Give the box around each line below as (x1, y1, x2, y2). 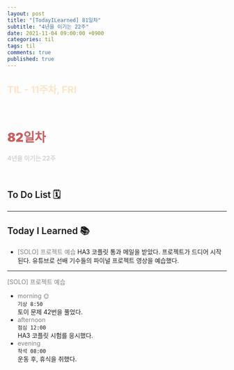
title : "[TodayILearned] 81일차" (7, 17, 102, 24)
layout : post (7, 10, 45, 17)
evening (17, 339, 40, 348)
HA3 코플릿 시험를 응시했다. (17, 332, 94, 340)
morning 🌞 (17, 292, 50, 300)
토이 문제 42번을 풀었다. (17, 308, 84, 316)
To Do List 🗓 (7, 189, 61, 201)
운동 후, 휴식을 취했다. (17, 355, 77, 363)
